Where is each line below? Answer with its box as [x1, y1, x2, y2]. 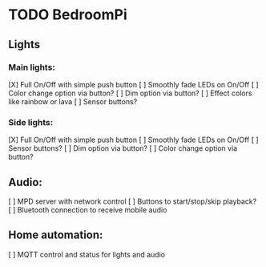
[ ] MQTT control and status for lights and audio [8, 249, 166, 259]
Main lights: [8, 62, 56, 73]
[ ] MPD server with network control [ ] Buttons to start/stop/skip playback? [8, 196, 257, 206]
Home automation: [8, 229, 103, 242]
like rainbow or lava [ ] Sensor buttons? [8, 96, 138, 106]
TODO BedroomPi [8, 6, 128, 24]
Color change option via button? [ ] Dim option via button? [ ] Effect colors [8, 88, 252, 98]
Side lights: [8, 116, 54, 127]
